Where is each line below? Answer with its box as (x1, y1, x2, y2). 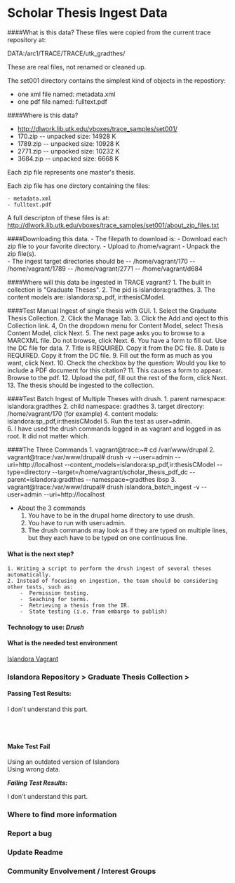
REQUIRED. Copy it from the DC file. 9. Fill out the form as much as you (7, 351, 213, 359)
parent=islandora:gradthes (7, 475, 85, 483)
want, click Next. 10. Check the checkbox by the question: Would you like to (7, 358, 227, 367)
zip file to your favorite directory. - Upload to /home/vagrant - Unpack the (7, 242, 220, 250)
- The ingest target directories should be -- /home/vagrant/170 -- (7, 257, 196, 265)
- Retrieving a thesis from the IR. (20, 602, 130, 609)
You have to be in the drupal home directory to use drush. (27, 511, 195, 520)
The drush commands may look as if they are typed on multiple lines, (27, 526, 228, 534)
